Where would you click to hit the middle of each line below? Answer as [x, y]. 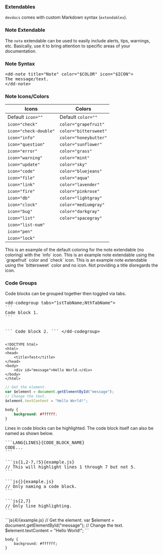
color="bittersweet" [83, 131]
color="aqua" [75, 178]
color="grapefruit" [82, 124]
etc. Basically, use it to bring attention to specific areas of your [68, 46]
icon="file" [21, 178]
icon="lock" [21, 238]
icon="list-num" [26, 225]
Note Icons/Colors [27, 96]
